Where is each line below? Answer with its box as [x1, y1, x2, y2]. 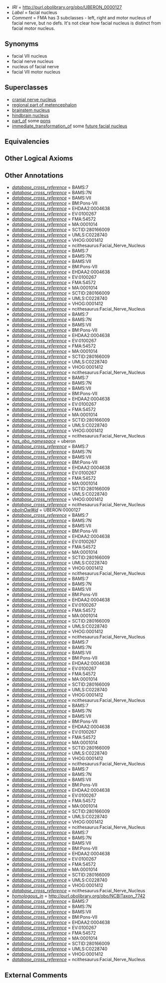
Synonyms [4, 40, 39, 48]
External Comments [4, 971, 68, 980]
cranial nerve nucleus [11, 97, 57, 103]
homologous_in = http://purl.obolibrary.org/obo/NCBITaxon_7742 [11, 893, 146, 899]
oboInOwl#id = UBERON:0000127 [11, 507, 81, 513]
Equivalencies [4, 137, 49, 146]
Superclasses [4, 83, 48, 92]
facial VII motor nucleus [11, 69, 61, 75]
